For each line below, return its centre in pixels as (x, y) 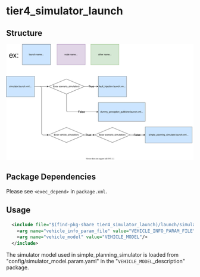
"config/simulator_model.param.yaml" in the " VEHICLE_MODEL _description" (96, 261)
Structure (24, 33)
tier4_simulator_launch (65, 11)
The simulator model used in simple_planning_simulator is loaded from (92, 255)
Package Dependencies (51, 177)
